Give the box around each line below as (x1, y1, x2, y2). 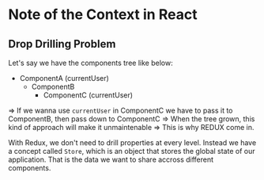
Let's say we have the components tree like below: (8, 58, 173, 67)
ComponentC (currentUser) (43, 90, 133, 100)
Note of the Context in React (8, 6, 198, 24)
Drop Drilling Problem (8, 37, 116, 51)
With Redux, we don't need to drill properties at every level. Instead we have (8, 138, 257, 147)
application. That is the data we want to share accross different (8, 155, 214, 164)
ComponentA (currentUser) (19, 74, 109, 82)
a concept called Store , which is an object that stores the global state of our (8, 147, 255, 155)
